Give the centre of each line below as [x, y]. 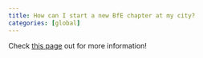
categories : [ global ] [45, 23]
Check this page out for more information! [77, 45]
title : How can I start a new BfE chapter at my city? [102, 15]
